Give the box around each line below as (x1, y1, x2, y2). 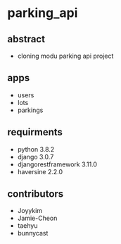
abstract (7, 33, 46, 45)
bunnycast (17, 229, 49, 238)
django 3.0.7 (17, 152, 54, 161)
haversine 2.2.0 (17, 167, 63, 176)
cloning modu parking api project (17, 51, 114, 60)
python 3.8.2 (17, 145, 55, 153)
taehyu (17, 221, 38, 230)
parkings (17, 106, 44, 114)
